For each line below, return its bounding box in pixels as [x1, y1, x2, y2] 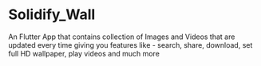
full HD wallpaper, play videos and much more [8, 49, 160, 58]
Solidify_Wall [8, 6, 96, 24]
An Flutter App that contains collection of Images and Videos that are [8, 32, 235, 41]
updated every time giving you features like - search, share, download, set [8, 40, 253, 49]
